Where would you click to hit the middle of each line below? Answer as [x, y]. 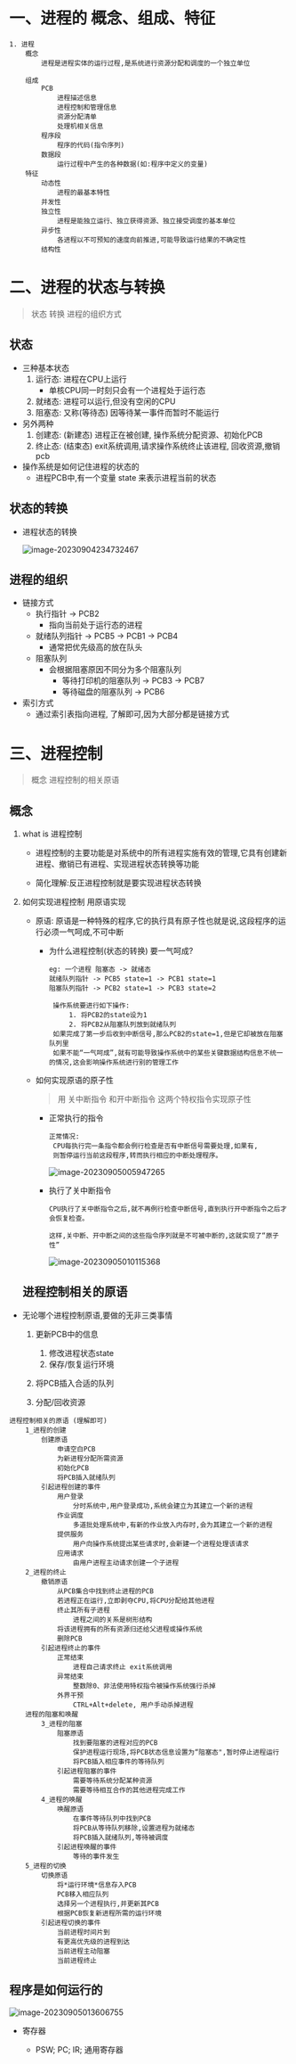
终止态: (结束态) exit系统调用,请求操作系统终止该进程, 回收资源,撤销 [158, 446]
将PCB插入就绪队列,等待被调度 [120, 1838]
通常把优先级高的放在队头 [96, 647]
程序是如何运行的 [56, 1990]
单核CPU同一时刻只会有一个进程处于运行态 [127, 390]
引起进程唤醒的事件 [87, 1846]
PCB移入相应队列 [83, 1894]
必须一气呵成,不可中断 [84, 932]
